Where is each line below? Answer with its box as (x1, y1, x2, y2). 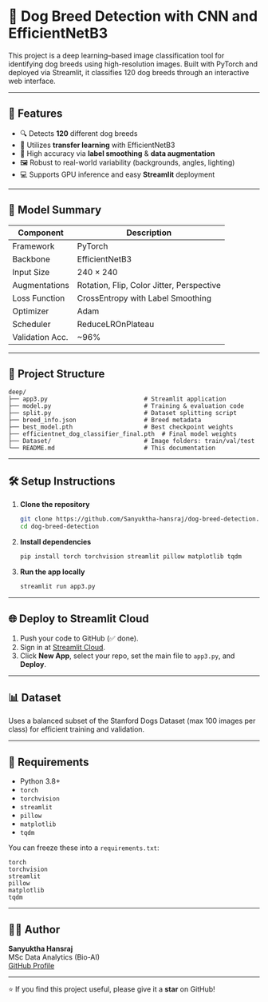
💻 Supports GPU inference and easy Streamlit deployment (19, 170, 215, 179)
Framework (12, 240, 55, 251)
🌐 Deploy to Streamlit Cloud (8, 612, 149, 626)
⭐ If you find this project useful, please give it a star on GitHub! (8, 984, 215, 994)
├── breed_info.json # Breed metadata (8, 416, 202, 425)
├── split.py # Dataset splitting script (8, 409, 238, 417)
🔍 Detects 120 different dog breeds (19, 128, 138, 138)
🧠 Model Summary (8, 203, 102, 217)
